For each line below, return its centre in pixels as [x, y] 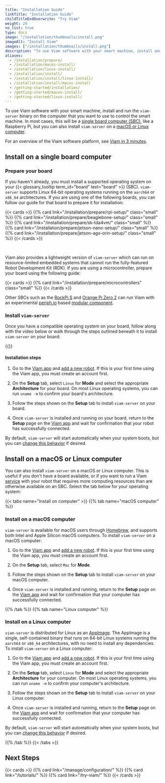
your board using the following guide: [43, 273]
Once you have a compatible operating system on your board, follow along [81, 326]
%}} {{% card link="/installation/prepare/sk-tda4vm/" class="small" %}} [78, 222]
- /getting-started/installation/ [45, 88]
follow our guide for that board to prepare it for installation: [64, 202]
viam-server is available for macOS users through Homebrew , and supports [81, 530]
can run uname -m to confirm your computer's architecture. [71, 683]
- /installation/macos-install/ [43, 65]
